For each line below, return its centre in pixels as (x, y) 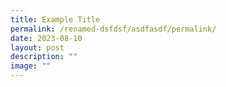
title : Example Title (55, 19)
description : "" (44, 57)
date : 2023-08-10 (46, 38)
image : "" (31, 66)
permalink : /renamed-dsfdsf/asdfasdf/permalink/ (113, 29)
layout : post (37, 47)
